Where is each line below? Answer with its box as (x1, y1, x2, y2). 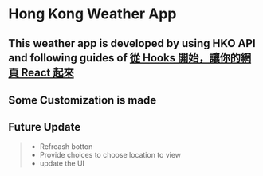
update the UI (39, 158, 85, 168)
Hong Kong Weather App (8, 5, 177, 23)
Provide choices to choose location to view (39, 150, 182, 159)
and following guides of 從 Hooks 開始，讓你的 (8, 51, 241, 65)
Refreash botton (39, 141, 93, 151)
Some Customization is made (8, 93, 157, 107)
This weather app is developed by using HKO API (8, 37, 257, 50)
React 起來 (21, 65, 74, 80)
